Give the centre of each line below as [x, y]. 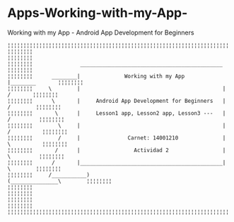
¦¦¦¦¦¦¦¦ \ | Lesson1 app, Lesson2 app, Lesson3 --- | [117, 113]
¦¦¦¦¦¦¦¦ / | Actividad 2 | [117, 150]
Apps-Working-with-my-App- [98, 13]
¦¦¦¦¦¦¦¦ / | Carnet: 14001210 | [117, 138]
